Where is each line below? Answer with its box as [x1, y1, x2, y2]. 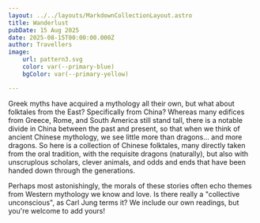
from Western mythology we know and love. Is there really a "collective [8, 189, 240, 199]
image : [8, 48, 30, 56]
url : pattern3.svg [22, 56, 83, 64]
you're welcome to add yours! [8, 206, 105, 215]
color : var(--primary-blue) [22, 63, 115, 71]
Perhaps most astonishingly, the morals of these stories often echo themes [8, 180, 252, 190]
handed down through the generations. [8, 165, 136, 175]
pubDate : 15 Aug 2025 [8, 26, 80, 34]
